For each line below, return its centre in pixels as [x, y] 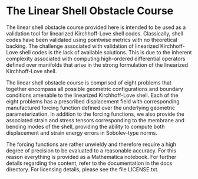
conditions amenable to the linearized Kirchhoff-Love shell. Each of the [92, 95]
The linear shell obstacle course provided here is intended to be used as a [96, 27]
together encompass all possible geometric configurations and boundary [95, 89]
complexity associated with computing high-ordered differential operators [96, 58]
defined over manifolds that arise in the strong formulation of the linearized [97, 65]
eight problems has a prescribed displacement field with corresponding [93, 101]
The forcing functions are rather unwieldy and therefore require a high [91, 144]
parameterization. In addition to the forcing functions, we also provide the [95, 114]
